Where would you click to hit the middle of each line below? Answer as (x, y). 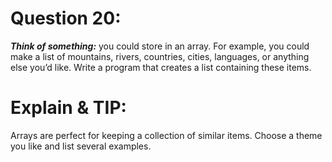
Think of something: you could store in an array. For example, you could (160, 46)
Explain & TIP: (68, 108)
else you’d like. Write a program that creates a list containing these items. (161, 67)
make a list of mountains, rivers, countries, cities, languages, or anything (160, 56)
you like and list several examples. (81, 146)
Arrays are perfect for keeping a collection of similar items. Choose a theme (166, 135)
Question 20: (66, 18)
